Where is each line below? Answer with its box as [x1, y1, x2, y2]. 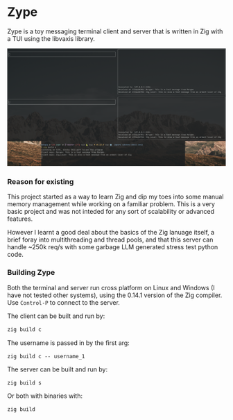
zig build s [7, 379, 42, 386]
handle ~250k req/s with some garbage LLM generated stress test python [7, 243, 218, 251]
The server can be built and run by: [7, 365, 108, 373]
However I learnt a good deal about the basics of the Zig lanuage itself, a [7, 228, 215, 237]
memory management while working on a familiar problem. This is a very [7, 200, 215, 208]
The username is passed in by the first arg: [7, 338, 130, 347]
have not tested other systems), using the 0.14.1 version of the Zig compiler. [7, 291, 223, 299]
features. [7, 215, 33, 223]
